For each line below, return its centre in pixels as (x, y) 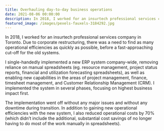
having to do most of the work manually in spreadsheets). (63, 124)
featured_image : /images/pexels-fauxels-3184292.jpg (60, 23)
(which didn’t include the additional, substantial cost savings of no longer (79, 118)
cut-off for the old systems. (32, 53)
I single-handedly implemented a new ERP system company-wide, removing (82, 62)
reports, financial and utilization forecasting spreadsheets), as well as (75, 73)
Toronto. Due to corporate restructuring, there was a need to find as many (79, 43)
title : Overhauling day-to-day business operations (59, 10)
